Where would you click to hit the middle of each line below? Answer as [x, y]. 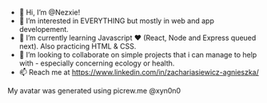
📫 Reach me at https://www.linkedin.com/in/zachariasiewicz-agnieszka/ [139, 72]
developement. [44, 29]
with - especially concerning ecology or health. [97, 63]
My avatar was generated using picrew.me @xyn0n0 [94, 91]
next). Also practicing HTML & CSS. [78, 46]
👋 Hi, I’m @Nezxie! [50, 12]
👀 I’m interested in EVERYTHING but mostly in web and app [117, 21]
